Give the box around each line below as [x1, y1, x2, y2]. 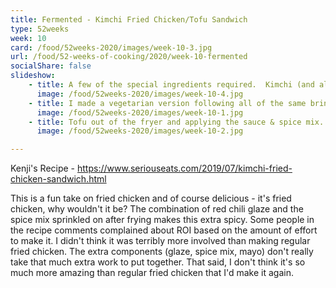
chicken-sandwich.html [10, 173, 107, 185]
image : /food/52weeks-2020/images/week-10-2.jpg [36, 126, 244, 136]
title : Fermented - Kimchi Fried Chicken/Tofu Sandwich [10, 14, 248, 25]
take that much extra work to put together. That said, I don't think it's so [10, 256, 306, 268]
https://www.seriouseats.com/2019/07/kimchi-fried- [77, 162, 293, 175]
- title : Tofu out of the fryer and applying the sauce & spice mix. [28, 117, 325, 127]
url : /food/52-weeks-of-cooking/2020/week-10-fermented [10, 52, 248, 62]
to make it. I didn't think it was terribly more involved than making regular [10, 235, 311, 247]
